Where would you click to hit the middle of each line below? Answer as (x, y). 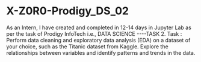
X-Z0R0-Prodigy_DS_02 (68, 11)
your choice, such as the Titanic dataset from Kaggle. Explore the (87, 46)
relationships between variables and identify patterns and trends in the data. (101, 52)
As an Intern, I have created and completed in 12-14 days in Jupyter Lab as (99, 27)
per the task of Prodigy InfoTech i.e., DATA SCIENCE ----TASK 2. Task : (94, 33)
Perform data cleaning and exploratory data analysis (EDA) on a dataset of (98, 40)
